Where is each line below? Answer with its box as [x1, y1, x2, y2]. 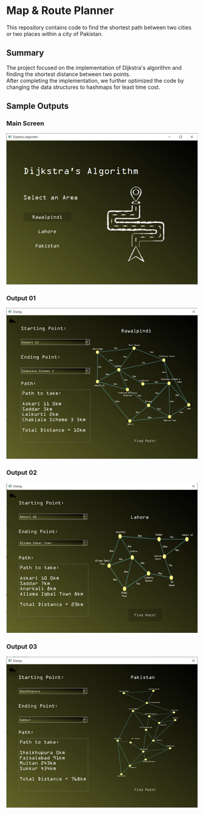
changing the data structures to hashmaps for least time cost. [6, 83, 161, 91]
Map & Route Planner [6, 4, 114, 18]
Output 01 [6, 294, 36, 302]
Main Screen [6, 119, 44, 128]
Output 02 [6, 469, 38, 477]
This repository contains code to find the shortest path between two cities [6, 24, 192, 31]
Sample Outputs [6, 101, 69, 111]
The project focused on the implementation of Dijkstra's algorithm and [6, 64, 182, 71]
